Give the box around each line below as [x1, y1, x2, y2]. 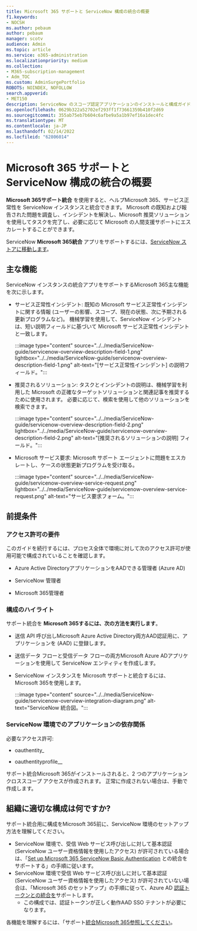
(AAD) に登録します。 [57, 640, 109, 647]
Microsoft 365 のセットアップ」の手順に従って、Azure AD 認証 [32, 884, 185, 891]
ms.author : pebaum [6, 25, 51, 31]
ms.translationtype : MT [6, 118, 64, 124]
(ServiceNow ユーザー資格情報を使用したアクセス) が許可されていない [14, 876, 184, 883]
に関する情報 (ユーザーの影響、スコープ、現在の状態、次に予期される [19, 308, 188, 315]
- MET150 [6, 96, 28, 101]
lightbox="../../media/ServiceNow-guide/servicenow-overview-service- [14, 485, 188, 493]
